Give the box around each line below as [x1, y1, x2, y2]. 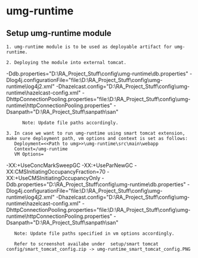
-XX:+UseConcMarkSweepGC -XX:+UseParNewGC [6, 162, 133, 169]
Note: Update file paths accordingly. [21, 120, 119, 126]
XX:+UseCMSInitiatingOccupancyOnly [6, 175, 101, 181]
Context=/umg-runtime [14, 146, 68, 152]
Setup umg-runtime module [6, 28, 112, 38]
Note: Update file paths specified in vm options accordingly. [14, 230, 175, 236]
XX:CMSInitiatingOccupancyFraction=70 [6, 168, 106, 175]
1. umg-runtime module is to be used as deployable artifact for [6, 44, 172, 50]
